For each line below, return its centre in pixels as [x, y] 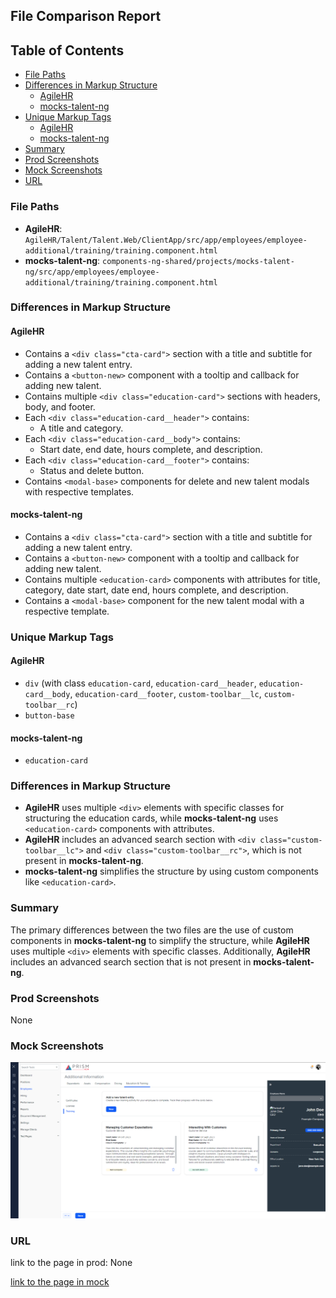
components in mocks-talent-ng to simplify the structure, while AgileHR [160, 940]
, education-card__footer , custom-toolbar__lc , [165, 693]
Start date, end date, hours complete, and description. [151, 449]
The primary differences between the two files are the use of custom [152, 930]
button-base [49, 715]
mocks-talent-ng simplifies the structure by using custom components [171, 871]
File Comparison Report [86, 16]
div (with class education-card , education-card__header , [140, 683]
